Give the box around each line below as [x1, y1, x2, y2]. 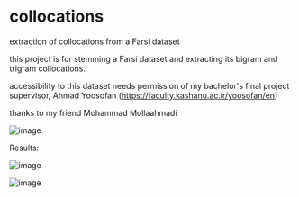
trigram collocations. [9, 63, 86, 74]
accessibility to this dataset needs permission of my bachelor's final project [9, 80, 290, 91]
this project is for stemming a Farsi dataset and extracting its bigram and [9, 53, 278, 64]
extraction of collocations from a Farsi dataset [9, 36, 180, 47]
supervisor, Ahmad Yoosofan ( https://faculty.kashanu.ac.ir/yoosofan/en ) [9, 90, 278, 101]
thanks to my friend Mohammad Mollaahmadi [9, 107, 177, 118]
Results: [9, 142, 40, 153]
